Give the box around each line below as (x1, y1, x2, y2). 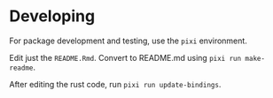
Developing (9, 6, 96, 26)
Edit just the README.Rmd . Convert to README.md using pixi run (9, 52, 242, 63)
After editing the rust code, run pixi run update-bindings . (9, 79, 222, 89)
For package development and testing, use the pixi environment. (9, 35, 248, 46)
